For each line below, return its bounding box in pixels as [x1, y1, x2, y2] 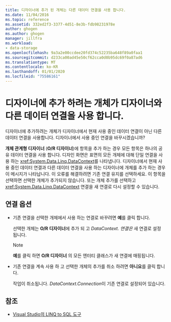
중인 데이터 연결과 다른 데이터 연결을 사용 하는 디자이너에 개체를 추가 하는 [10, 164, 157, 170]
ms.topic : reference [5, 17, 50, 22]
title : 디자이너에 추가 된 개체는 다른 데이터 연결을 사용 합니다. [5, 7, 126, 13]
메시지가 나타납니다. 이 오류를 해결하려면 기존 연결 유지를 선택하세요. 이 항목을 [10, 170, 166, 177]
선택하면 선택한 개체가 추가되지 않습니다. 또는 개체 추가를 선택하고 [5, 177, 136, 183]
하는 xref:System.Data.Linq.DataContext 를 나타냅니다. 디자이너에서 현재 [10, 158, 157, 164]
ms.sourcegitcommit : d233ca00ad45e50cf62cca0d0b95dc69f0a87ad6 [5, 55, 143, 60]
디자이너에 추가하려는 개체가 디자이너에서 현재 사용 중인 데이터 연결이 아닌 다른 [5, 128, 162, 134]
